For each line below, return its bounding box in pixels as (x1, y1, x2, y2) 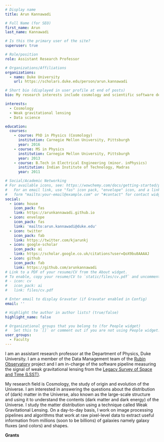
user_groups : (5, 333, 32, 338)
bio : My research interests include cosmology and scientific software (5, 93, 154, 98)
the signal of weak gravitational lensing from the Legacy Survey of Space (5, 366, 152, 372)
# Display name (5, 7, 36, 12)
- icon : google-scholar (9, 242, 58, 247)
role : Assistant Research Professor (5, 56, 80, 61)
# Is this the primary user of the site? (5, 39, 91, 44)
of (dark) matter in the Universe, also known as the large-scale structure (5, 391, 150, 397)
